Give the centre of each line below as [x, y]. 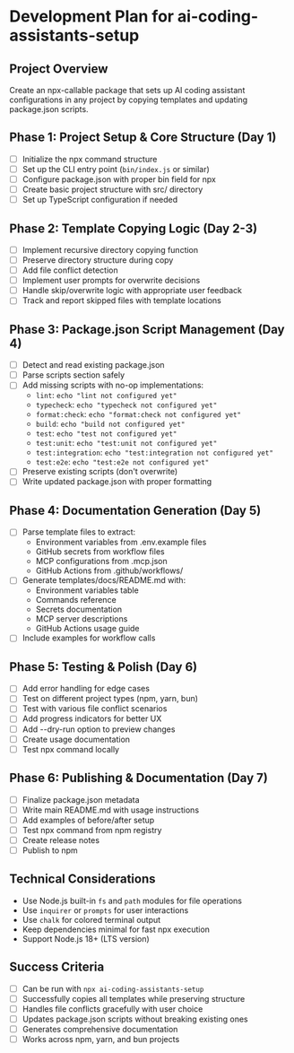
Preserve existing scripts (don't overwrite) [100, 472]
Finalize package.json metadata [81, 799]
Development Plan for [92, 17]
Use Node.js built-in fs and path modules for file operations [132, 901]
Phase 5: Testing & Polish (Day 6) [104, 667]
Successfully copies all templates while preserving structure [134, 998]
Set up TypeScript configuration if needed [100, 200]
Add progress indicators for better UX [92, 718]
